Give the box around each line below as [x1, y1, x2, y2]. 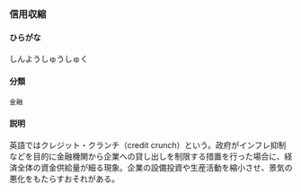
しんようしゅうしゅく [9, 54, 88, 65]
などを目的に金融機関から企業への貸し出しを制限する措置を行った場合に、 [9, 151, 285, 161]
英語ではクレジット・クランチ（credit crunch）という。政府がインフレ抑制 [9, 139, 287, 150]
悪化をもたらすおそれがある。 [9, 173, 120, 184]
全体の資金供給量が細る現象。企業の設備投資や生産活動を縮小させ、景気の [16, 161, 293, 172]
